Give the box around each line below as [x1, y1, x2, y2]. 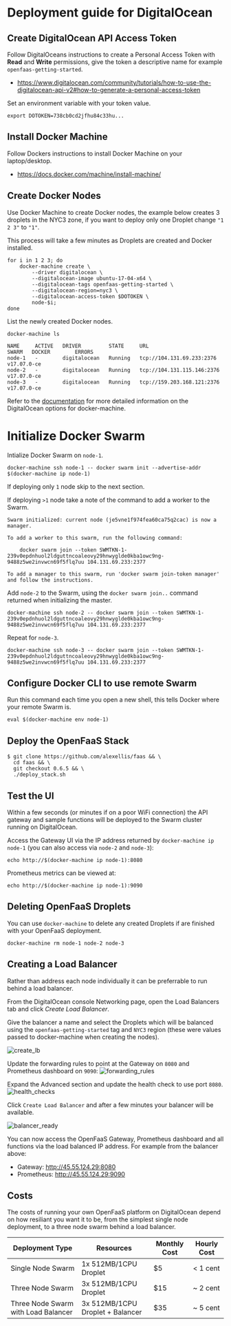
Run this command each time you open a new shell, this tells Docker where [7, 695, 220, 704]
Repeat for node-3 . [7, 633, 59, 642]
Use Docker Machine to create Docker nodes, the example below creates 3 [7, 208, 220, 216]
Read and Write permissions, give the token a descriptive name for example [7, 58, 223, 66]
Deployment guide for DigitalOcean [7, 5, 213, 21]
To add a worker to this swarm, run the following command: [7, 534, 184, 541]
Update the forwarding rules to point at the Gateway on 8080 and [7, 1059, 190, 1068]
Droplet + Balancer [81, 1307, 142, 1317]
